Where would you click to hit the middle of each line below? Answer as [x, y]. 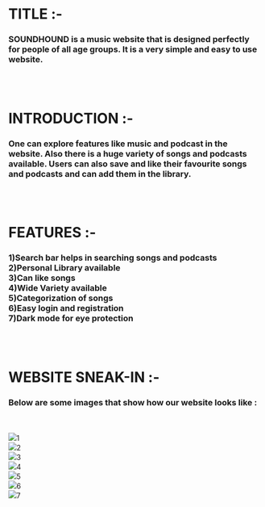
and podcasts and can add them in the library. [100, 174]
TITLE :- [35, 14]
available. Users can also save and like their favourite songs [128, 164]
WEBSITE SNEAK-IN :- [84, 377]
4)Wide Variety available [58, 288]
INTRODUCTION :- [71, 118]
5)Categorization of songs [61, 298]
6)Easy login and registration [66, 308]
